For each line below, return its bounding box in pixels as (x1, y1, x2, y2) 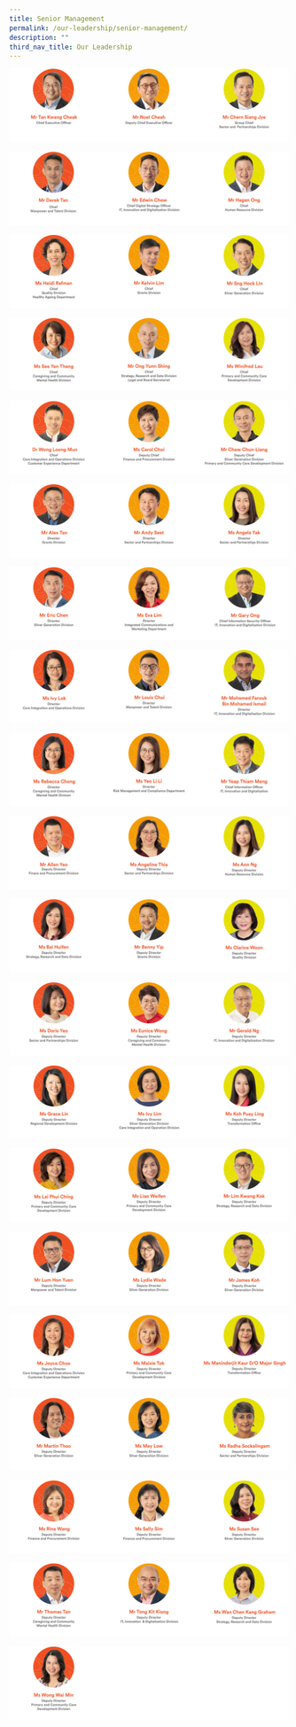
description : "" (9, 33, 69, 42)
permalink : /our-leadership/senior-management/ (9, 23, 189, 33)
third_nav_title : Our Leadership (9, 43, 133, 51)
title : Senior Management (9, 14, 105, 23)
